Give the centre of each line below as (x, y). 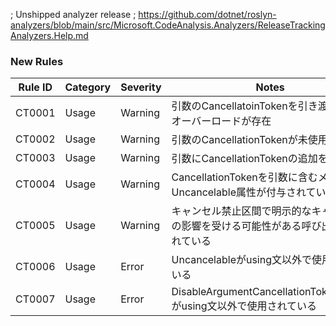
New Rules (37, 61)
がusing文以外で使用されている (244, 306)
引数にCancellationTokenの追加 (244, 159)
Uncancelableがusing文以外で (242, 260)
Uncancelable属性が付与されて (244, 192)
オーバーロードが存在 (221, 121)
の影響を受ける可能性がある (236, 226)
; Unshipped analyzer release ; (73, 14)
